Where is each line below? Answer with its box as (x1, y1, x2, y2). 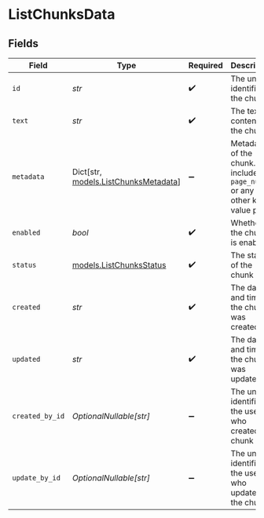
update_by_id (12, 473, 61, 482)
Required (188, 60, 224, 71)
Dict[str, (71, 166, 102, 177)
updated (12, 355, 41, 363)
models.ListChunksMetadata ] (71, 177, 181, 187)
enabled (12, 228, 41, 237)
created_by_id (12, 412, 65, 421)
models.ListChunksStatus (71, 260, 167, 270)
